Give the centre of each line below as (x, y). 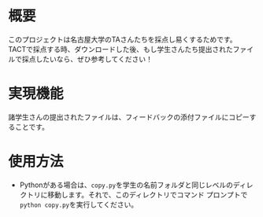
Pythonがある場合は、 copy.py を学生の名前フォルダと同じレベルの (126, 185)
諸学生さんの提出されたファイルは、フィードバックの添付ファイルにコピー (129, 117)
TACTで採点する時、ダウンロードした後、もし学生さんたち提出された (121, 49)
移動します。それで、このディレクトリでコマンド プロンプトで (147, 194)
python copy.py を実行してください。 (79, 204)
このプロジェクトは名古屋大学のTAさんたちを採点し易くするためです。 (123, 39)
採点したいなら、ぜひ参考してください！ (87, 59)
